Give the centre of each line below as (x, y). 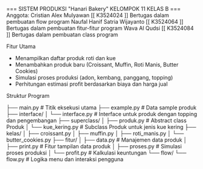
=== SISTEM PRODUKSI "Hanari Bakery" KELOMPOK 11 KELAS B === (94, 9)
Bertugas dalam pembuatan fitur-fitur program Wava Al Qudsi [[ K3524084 (100, 28)
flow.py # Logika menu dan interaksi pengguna (65, 159)
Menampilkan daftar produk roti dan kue (65, 58)
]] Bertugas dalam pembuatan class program (62, 35)
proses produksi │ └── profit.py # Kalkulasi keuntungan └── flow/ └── (96, 153)
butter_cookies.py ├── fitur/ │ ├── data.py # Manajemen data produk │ (97, 140)
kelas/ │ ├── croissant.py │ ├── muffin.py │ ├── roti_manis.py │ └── (95, 133)
